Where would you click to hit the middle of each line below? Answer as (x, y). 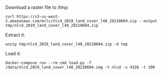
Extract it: (15, 35)
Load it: (13, 53)
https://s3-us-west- (38, 17)
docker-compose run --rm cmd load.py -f (49, 63)
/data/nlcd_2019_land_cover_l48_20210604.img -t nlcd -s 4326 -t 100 (80, 67)
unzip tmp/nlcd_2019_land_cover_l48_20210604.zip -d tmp (67, 44)
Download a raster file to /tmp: (37, 7)
